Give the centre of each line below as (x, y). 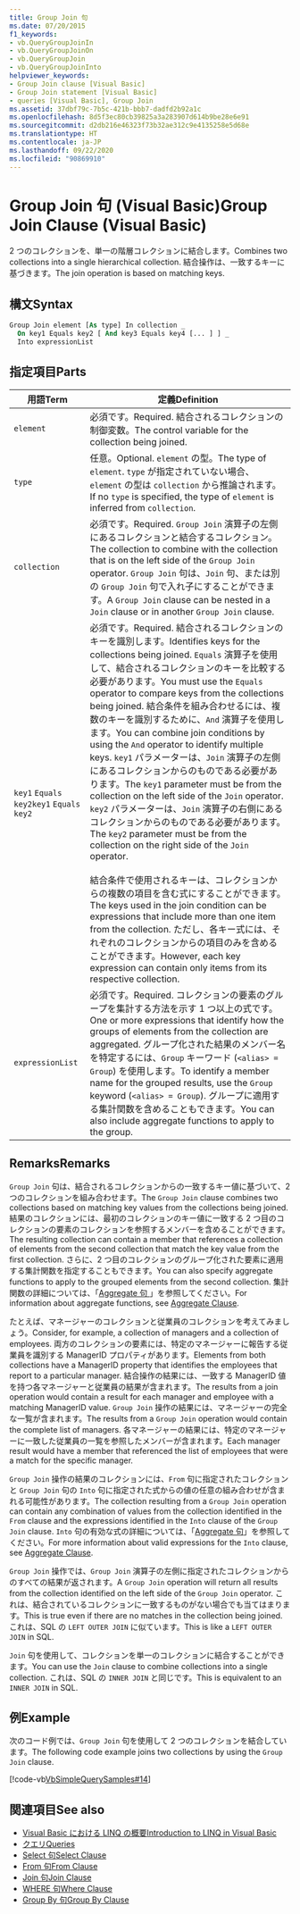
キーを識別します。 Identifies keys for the (175, 641)
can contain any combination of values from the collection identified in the (146, 1511)
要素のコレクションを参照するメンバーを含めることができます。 (173, 1229)
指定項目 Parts (48, 372)
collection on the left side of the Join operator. (187, 796)
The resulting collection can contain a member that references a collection (146, 1239)
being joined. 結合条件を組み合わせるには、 (181, 706)
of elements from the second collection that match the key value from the (144, 1249)
